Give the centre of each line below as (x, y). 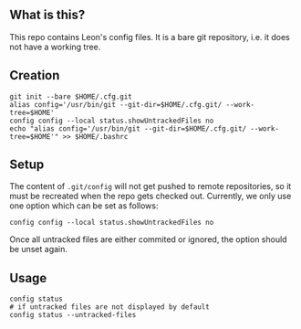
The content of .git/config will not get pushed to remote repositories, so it (150, 186)
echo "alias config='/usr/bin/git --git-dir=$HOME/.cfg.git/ (128, 128)
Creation (35, 75)
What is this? (47, 15)
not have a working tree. (55, 47)
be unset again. (39, 249)
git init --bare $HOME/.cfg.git (71, 96)
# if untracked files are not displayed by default (109, 307)
